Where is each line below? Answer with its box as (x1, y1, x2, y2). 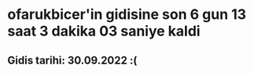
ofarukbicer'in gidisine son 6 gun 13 (7, 6, 247, 24)
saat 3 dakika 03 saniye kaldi (7, 22, 201, 40)
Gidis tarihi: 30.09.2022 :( (7, 54, 138, 67)
